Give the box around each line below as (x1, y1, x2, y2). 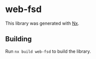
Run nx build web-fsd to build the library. (5, 48, 91, 54)
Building (5, 35, 32, 43)
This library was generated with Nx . (5, 20, 79, 26)
